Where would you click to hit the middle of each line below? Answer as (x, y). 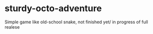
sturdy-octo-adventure (53, 8)
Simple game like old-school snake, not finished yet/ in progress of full (76, 22)
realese (12, 27)
